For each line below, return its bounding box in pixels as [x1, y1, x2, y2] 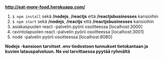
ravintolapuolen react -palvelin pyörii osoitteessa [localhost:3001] [12, 29, 144, 34]
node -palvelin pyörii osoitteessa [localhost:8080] [12, 34, 113, 40]
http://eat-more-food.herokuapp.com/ [5, 4, 85, 10]
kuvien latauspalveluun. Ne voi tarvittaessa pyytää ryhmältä [5, 48, 130, 54]
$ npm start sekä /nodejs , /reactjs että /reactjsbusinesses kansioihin [12, 19, 154, 24]
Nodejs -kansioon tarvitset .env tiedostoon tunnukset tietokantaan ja [5, 44, 148, 49]
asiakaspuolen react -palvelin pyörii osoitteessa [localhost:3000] [12, 24, 143, 29]
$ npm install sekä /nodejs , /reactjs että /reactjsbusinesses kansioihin [12, 14, 159, 19]
